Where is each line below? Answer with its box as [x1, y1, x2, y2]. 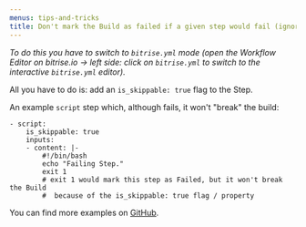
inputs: [25, 135, 55, 144]
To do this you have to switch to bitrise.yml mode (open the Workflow [9, 46, 276, 57]
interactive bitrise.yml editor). [9, 66, 126, 77]
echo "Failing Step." [42, 159, 125, 169]
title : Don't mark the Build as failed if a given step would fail [9, 22, 271, 31]
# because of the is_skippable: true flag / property [42, 191, 255, 201]
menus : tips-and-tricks [9, 13, 100, 23]
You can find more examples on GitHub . [9, 207, 159, 218]
